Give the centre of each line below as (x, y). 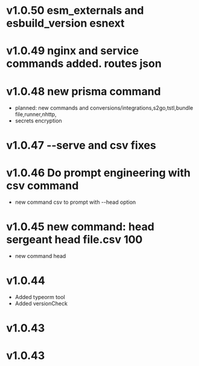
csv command (43, 185)
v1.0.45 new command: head (81, 226)
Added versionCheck (41, 304)
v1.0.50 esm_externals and (75, 11)
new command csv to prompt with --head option (75, 202)
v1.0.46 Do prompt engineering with (99, 173)
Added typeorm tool (40, 297)
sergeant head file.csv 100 (74, 239)
